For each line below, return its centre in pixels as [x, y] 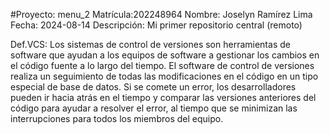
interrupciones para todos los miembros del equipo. [117, 118]
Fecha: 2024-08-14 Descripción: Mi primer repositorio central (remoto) [156, 25]
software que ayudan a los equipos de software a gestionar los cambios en [165, 55]
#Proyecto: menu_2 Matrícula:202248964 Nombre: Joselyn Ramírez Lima [161, 14]
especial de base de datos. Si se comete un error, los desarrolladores [153, 87]
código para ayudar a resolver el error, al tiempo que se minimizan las [154, 108]
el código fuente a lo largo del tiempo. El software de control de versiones [162, 65]
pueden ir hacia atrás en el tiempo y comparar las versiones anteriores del [163, 97]
